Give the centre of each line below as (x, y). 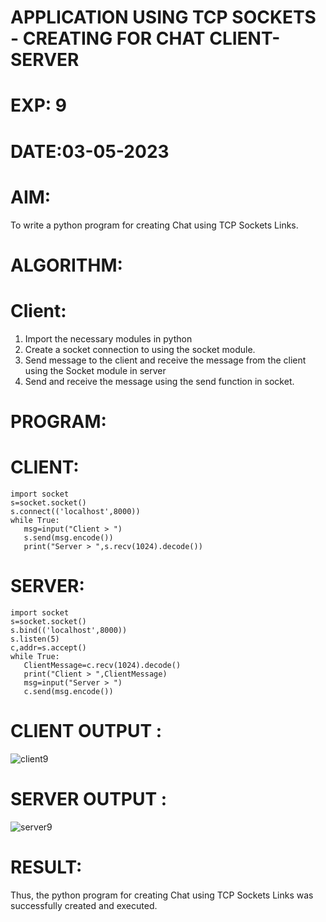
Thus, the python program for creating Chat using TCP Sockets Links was (162, 895)
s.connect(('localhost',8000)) (75, 511)
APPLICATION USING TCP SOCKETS (163, 17)
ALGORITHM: (66, 265)
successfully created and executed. (84, 905)
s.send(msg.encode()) (68, 537)
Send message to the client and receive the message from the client (165, 360)
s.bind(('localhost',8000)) (69, 630)
